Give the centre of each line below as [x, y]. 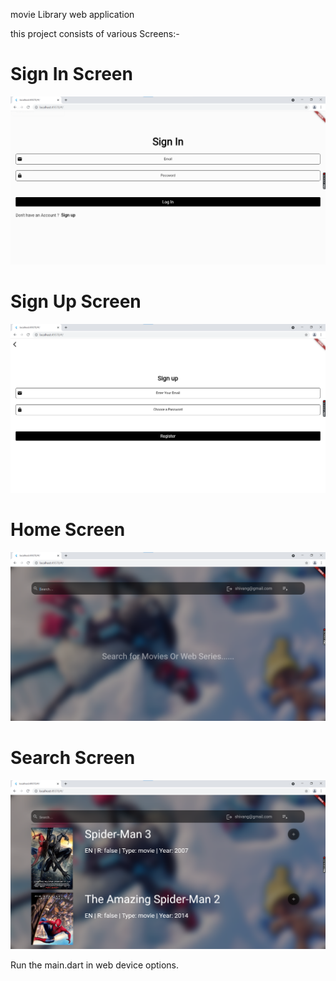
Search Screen [73, 758]
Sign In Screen [71, 74]
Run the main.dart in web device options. [95, 965]
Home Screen [68, 530]
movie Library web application [72, 14]
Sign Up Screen [76, 301]
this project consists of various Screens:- [95, 33]
